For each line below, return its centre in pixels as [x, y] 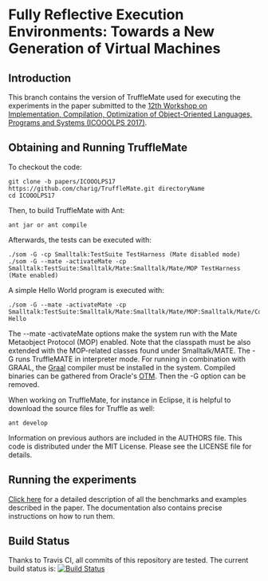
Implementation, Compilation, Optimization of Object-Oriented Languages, [130, 114]
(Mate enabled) [33, 275]
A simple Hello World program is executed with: [87, 290]
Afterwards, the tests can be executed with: [80, 239]
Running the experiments [73, 480]
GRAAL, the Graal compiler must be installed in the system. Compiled [122, 367]
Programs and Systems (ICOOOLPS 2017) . [78, 123]
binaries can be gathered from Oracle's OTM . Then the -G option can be [127, 376]
